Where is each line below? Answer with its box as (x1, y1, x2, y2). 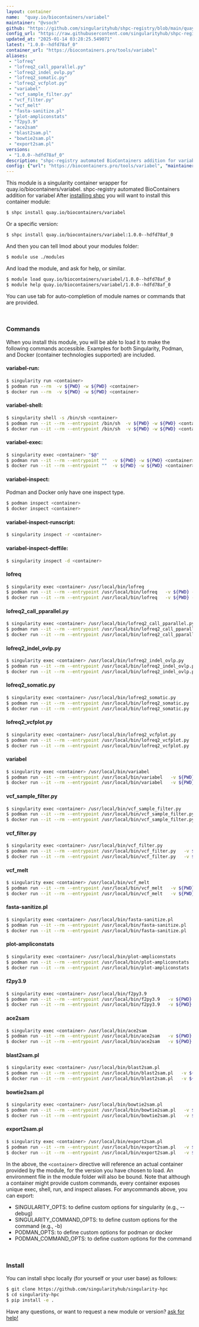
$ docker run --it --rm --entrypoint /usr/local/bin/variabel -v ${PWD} (6, 780, 195, 786)
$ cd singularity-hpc (6, 1291, 60, 1297)
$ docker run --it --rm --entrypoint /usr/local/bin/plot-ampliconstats (6, 965, 190, 971)
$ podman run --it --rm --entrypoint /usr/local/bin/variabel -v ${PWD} (6, 774, 195, 780)
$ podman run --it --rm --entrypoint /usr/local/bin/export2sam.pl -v (6, 1144, 190, 1150)
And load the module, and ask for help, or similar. (6, 264, 126, 272)
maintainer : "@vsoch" (6, 20, 60, 25)
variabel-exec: (6, 439, 43, 446)
